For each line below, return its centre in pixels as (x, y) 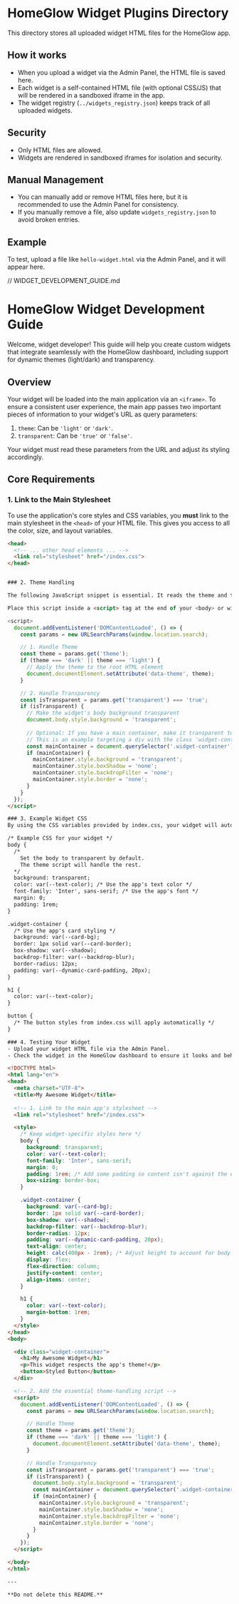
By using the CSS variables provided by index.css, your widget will (113, 826)
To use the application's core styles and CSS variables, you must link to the (118, 515)
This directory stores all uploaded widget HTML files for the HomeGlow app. (119, 33)
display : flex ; (49, 1260)
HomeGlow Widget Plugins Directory (118, 13)
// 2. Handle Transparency (60, 693)
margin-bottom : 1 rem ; (58, 1312)
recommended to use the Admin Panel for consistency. (98, 205)
